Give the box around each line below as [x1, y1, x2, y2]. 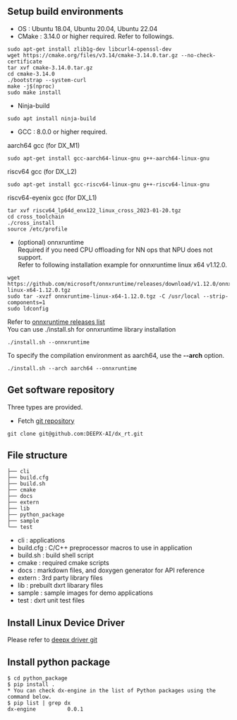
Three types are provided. [7, 402, 83, 411]
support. [17, 252, 43, 261]
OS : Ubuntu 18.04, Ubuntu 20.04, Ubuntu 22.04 [17, 24, 158, 33]
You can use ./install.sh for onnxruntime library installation [7, 325, 176, 333]
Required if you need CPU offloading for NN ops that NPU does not [17, 245, 213, 254]
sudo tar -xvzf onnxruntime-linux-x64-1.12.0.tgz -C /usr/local [7, 293, 200, 300]
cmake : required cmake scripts [17, 559, 109, 567]
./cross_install [7, 219, 55, 226]
